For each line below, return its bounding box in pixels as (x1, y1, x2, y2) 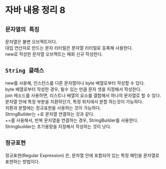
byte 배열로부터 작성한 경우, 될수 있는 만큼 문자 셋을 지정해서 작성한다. (5, 86, 142, 92)
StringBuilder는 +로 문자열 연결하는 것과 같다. (5, 111, 95, 117)
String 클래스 (5, 67, 44, 75)
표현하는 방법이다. (5, 159, 40, 165)
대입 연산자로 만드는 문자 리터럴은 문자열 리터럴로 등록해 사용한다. (5, 45, 133, 51)
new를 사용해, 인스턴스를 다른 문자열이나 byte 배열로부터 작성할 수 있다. (5, 80, 145, 86)
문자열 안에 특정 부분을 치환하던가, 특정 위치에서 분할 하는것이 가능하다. (5, 98, 144, 104)
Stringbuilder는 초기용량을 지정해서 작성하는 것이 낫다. (5, 123, 112, 129)
